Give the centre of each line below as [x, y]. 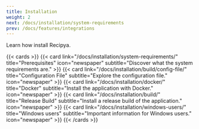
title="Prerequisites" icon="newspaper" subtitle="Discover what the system [99, 63]
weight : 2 [19, 17]
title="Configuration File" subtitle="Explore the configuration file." [87, 75]
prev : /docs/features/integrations [50, 28]
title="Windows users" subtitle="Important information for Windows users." [99, 114]
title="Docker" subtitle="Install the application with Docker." [80, 88]
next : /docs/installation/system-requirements [65, 23]
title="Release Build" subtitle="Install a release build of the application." [94, 101]
